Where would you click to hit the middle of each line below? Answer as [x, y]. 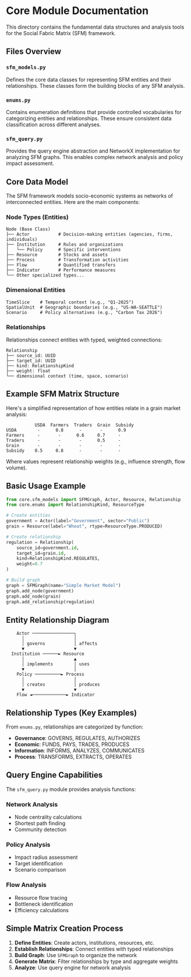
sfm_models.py [26, 68]
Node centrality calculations [48, 817]
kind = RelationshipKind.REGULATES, [58, 559]
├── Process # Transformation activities [68, 260]
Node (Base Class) [28, 229]
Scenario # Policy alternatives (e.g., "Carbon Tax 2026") [84, 312]
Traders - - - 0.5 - [63, 440]
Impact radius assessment [46, 857]
